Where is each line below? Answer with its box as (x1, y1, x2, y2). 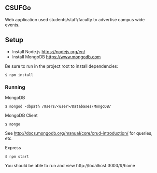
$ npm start (5, 154, 29, 159)
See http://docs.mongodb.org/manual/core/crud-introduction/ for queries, (5, 130, 153, 136)
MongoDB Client (5, 112, 38, 118)
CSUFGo (5, 4, 31, 12)
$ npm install (5, 72, 34, 77)
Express (5, 144, 21, 150)
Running (5, 84, 26, 90)
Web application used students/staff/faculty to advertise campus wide (5, 16, 145, 22)
